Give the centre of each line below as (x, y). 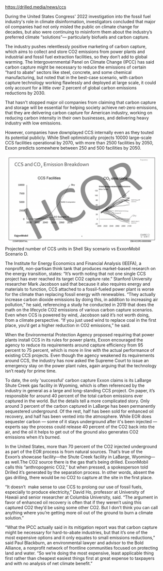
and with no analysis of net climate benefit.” (49, 564)
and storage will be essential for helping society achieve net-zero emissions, (81, 107)
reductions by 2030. (25, 93)
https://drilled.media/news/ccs (36, 7)
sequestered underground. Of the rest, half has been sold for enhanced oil (79, 411)
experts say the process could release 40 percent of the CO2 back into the (80, 427)
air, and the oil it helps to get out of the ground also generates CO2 (72, 432)
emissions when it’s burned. (33, 437)
